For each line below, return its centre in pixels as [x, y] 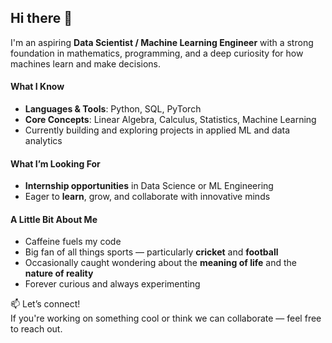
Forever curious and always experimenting [112, 284]
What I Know [37, 87]
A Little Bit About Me [54, 219]
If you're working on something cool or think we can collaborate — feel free [166, 318]
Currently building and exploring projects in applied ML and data [157, 130]
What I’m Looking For [55, 163]
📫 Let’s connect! [45, 304]
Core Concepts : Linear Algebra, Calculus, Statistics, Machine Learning [170, 120]
